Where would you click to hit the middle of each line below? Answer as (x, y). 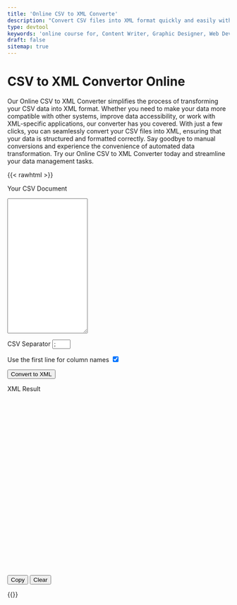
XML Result (24, 388)
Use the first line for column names (58, 359)
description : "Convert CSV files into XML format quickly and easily (112, 20)
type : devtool (28, 27)
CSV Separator (29, 344)
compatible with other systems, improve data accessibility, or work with (111, 116)
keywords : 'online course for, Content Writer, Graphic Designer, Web (113, 34)
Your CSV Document (37, 188)
